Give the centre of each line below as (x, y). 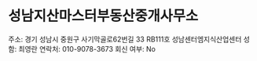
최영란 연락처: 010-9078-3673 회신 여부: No (87, 48)
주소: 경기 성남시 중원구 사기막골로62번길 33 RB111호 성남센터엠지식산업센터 (125, 39)
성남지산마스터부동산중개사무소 (103, 16)
